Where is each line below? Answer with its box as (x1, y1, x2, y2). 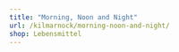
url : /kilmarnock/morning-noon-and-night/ (9, 21, 170, 30)
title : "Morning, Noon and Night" (9, 12, 139, 22)
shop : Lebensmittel (9, 29, 82, 38)
